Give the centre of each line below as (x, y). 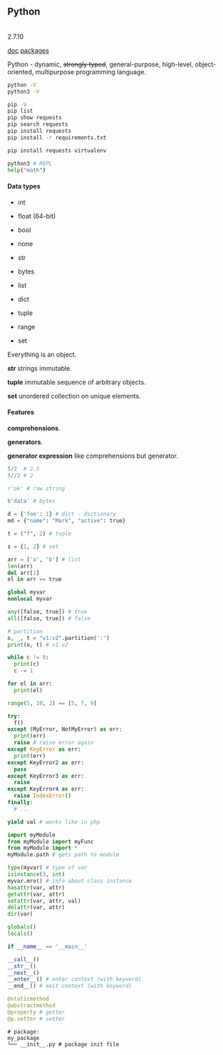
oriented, (21, 71)
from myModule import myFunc (51, 841)
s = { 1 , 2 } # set (33, 546)
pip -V (17, 104)
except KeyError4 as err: (46, 789)
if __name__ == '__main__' (47, 946)
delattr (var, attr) (36, 907)
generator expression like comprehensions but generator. (93, 456)
